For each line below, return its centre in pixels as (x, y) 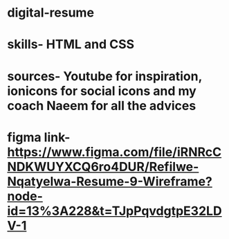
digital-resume (51, 13)
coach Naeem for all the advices (102, 106)
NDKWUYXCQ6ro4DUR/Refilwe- (103, 167)
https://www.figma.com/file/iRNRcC (114, 152)
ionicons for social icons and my (102, 91)
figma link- (39, 137)
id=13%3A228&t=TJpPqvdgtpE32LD (115, 211)
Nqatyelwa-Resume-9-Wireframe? (110, 181)
